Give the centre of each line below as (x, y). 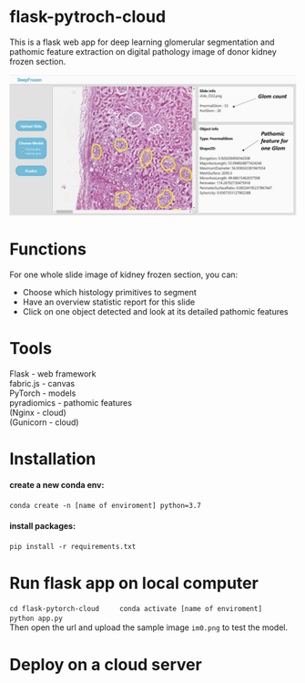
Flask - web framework (53, 373)
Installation (53, 459)
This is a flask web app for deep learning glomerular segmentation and (142, 42)
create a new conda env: (57, 484)
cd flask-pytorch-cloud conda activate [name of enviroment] (136, 609)
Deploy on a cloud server (106, 664)
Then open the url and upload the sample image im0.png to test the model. (149, 627)
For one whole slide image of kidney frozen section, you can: (124, 274)
